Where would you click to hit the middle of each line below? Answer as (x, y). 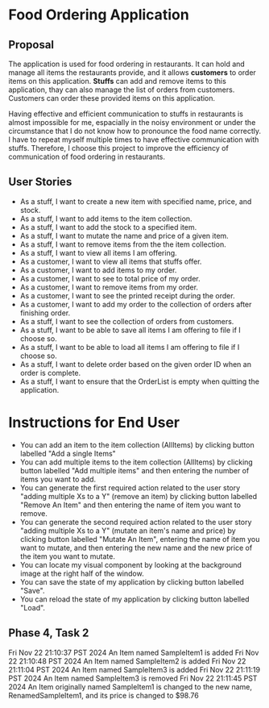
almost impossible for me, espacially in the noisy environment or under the (132, 122)
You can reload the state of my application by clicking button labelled (134, 599)
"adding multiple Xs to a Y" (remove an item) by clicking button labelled (139, 496)
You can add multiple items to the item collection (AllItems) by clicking (137, 462)
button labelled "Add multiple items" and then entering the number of (134, 470)
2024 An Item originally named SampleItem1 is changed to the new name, (130, 686)
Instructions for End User (94, 423)
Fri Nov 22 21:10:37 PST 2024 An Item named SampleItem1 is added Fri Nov (134, 652)
